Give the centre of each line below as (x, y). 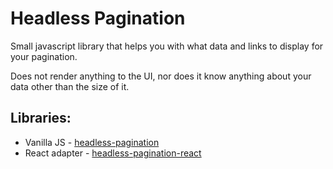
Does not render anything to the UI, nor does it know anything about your (161, 76)
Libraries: (41, 118)
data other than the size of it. (70, 86)
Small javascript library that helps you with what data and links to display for (167, 46)
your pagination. (44, 56)
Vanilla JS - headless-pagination (92, 142)
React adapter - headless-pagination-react (113, 153)
